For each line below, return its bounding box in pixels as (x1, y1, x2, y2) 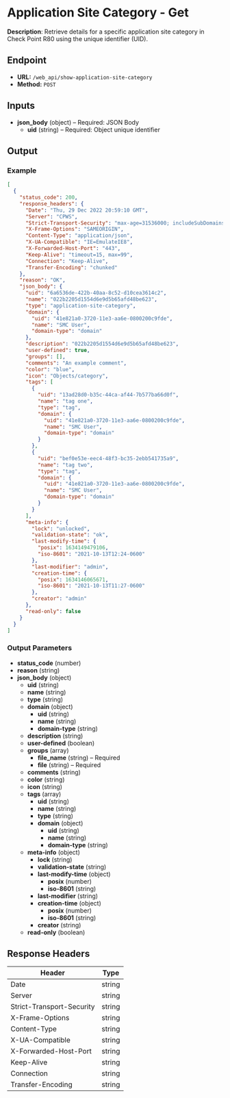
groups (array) (27, 746, 70, 754)
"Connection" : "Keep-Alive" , (25, 258, 109, 264)
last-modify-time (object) (37, 870, 111, 878)
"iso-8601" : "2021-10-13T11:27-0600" (37, 582, 146, 590)
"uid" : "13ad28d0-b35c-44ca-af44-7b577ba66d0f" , (37, 392, 179, 399)
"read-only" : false (25, 608, 81, 614)
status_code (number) (16, 659, 81, 667)
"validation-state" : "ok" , (31, 532, 109, 538)
